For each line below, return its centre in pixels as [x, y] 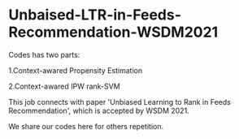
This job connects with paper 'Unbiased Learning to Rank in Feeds [120, 102]
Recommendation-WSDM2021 [113, 32]
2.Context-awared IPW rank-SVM [64, 86]
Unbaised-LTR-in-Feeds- [95, 15]
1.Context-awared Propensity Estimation [76, 70]
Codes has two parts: [44, 54]
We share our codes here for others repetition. [86, 126]
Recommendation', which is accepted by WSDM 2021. [99, 111]
